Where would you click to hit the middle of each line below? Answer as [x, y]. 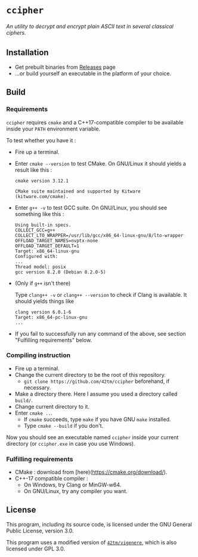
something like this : [39, 214]
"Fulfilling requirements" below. [53, 340]
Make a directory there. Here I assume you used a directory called [96, 394]
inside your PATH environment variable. [53, 129]
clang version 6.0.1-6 [43, 312]
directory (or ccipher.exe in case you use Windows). [71, 443]
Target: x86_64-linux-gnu [47, 251]
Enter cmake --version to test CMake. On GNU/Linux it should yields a [100, 163]
